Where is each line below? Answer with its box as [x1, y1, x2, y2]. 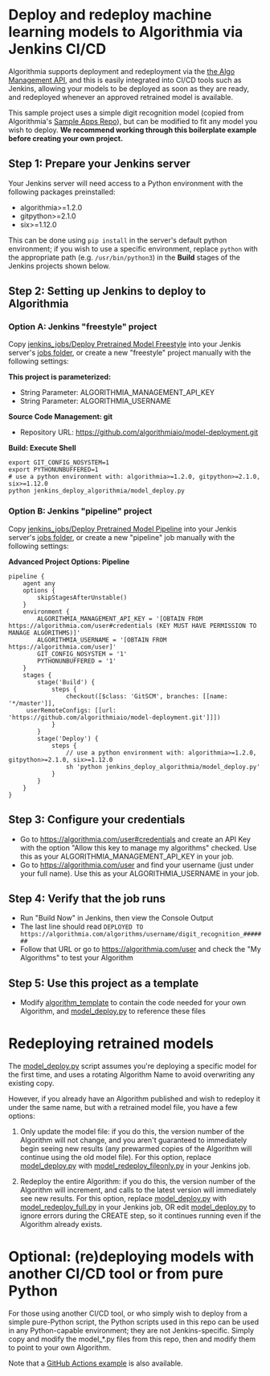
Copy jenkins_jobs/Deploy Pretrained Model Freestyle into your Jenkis [8, 339, 241, 349]
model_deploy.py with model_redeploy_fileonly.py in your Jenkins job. [19, 1161, 251, 1170]
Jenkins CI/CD [8, 40, 107, 58]
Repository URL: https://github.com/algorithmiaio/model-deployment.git [19, 427, 259, 437]
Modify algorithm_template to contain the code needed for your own [19, 998, 247, 1008]
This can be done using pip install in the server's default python [8, 235, 227, 245]
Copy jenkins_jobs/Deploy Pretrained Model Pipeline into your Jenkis [8, 524, 237, 534]
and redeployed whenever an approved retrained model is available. [8, 92, 234, 102]
